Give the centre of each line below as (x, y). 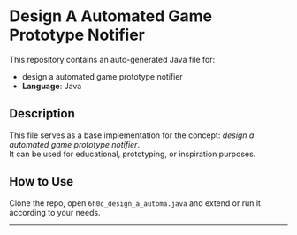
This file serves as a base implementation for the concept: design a (132, 135)
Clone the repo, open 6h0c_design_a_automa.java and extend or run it (135, 203)
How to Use (42, 182)
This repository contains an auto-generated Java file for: (112, 59)
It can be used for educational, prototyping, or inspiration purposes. (133, 154)
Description (42, 114)
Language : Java (52, 86)
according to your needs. (55, 212)
